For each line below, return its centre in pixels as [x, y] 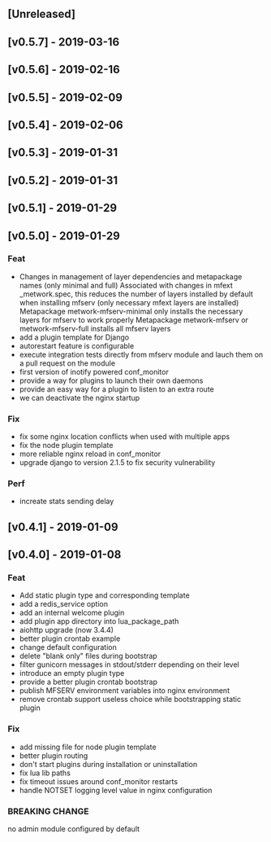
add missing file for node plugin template [88, 747]
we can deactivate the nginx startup [80, 397]
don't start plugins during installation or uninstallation [108, 764]
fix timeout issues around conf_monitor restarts [99, 781]
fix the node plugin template [66, 445]
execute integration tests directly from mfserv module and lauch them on [141, 354]
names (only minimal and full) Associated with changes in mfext [126, 285]
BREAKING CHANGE [48, 811]
